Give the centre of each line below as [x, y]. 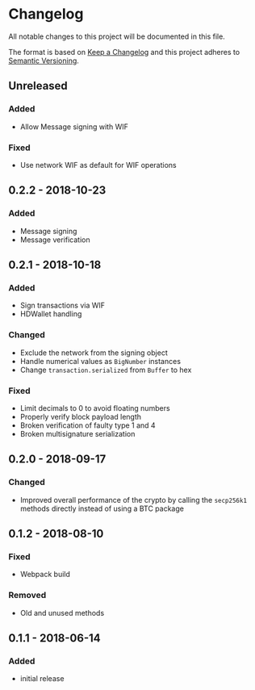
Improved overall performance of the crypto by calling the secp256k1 [134, 500]
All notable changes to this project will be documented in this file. [117, 36]
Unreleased [38, 86]
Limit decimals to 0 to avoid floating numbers [95, 408]
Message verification [55, 240]
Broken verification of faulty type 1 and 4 [88, 425]
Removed [27, 596]
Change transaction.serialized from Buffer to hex [106, 370]
